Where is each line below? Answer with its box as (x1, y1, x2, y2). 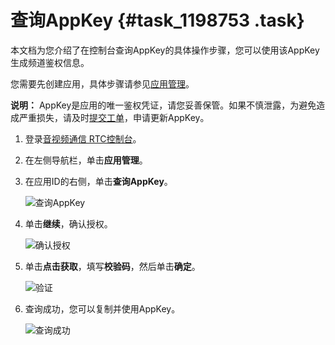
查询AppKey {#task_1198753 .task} (10, 9, 305, 32)
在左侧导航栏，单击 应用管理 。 (24, 154, 148, 166)
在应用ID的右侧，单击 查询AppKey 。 (24, 175, 173, 187)
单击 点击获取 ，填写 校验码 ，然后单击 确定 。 (24, 260, 201, 272)
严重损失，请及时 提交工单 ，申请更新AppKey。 (18, 111, 210, 123)
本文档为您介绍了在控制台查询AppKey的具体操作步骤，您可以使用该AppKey (10, 44, 320, 56)
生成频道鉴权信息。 (10, 56, 90, 68)
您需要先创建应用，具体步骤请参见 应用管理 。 (10, 77, 195, 90)
